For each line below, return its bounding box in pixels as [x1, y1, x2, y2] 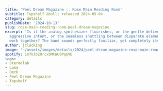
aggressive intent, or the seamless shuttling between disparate [9, 34, 145, 39]
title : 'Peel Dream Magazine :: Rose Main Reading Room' [5, 7, 123, 12]
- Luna [5, 65, 18, 70]
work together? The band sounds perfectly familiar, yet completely [9, 39, 151, 43]
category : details [5, 16, 42, 21]
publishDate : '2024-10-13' [5, 20, 60, 26]
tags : [5, 56, 16, 61]
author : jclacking [5, 43, 42, 48]
